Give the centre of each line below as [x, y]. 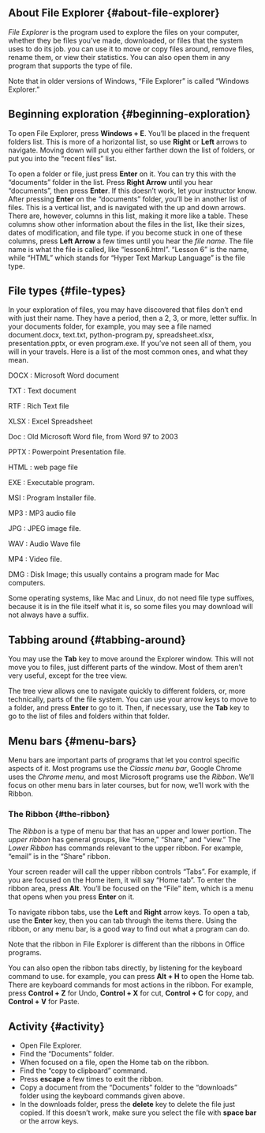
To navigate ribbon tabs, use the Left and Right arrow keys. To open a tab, [129, 913]
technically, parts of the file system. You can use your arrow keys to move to [132, 699]
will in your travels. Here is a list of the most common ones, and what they [128, 352]
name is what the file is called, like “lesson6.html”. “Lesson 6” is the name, [129, 249]
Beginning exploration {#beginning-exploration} [129, 114]
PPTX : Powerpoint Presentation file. [67, 452]
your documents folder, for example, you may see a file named [110, 326]
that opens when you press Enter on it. [71, 897]
